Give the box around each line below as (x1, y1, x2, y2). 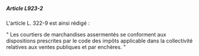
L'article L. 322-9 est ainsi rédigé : (6, 19, 90, 27)
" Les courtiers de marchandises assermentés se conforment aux (6, 31, 166, 38)
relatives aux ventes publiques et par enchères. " (6, 43, 127, 50)
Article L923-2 (6, 5, 43, 12)
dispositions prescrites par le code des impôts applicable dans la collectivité (6, 37, 193, 44)
